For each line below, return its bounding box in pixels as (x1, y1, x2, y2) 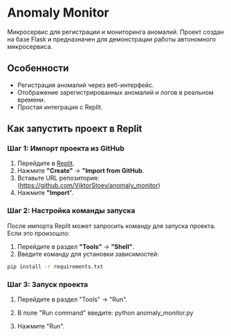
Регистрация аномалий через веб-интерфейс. (17, 81, 154, 89)
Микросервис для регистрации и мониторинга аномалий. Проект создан (7, 28, 225, 36)
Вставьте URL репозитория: (17, 174, 100, 183)
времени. (17, 95, 46, 104)
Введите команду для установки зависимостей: (17, 250, 159, 258)
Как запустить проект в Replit (7, 123, 142, 135)
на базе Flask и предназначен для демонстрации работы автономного (7, 35, 216, 43)
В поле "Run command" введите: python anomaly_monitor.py (17, 308, 194, 317)
